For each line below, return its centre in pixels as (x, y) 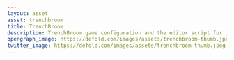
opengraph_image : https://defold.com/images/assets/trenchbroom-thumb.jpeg (119, 39)
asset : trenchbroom (36, 20)
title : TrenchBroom (36, 26)
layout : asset (28, 13)
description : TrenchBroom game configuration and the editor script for (115, 33)
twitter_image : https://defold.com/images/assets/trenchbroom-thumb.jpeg (117, 46)
